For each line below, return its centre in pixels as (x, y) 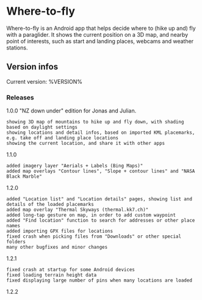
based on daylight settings (42, 127)
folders (16, 242)
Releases (20, 97)
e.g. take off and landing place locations (63, 138)
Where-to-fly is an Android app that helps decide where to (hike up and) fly (101, 28)
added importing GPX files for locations (60, 231)
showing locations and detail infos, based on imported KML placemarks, (101, 133)
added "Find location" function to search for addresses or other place (101, 221)
